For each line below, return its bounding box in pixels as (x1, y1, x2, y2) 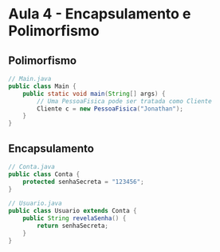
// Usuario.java (8, 199, 62, 208)
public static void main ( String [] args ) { (22, 90, 166, 98)
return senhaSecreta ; (37, 222, 109, 230)
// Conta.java (8, 162, 56, 170)
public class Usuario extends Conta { (8, 207, 137, 215)
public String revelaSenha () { (22, 214, 127, 222)
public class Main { (8, 82, 77, 90)
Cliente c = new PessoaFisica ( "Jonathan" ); (37, 105, 183, 113)
